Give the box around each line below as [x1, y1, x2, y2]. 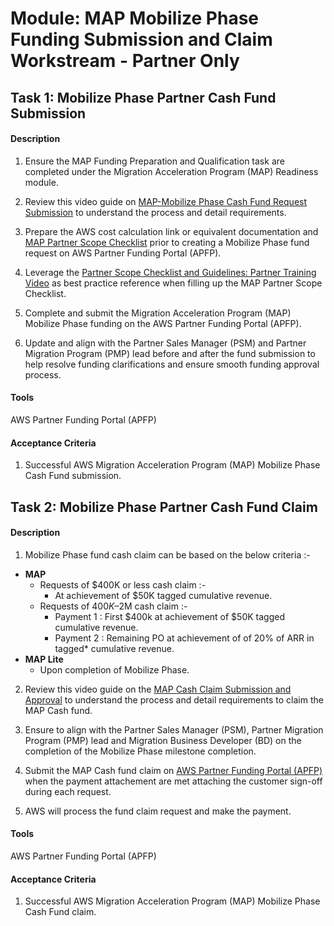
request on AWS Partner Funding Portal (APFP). [24, 247, 222, 259]
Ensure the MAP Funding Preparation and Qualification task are [24, 155, 285, 167]
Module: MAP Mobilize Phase [10, 7, 260, 30]
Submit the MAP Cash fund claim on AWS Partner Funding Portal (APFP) [24, 764, 323, 776]
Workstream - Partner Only [10, 50, 240, 72]
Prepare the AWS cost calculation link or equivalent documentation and [24, 225, 319, 237]
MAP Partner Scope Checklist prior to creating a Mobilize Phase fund [24, 236, 310, 248]
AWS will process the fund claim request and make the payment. [24, 805, 292, 817]
